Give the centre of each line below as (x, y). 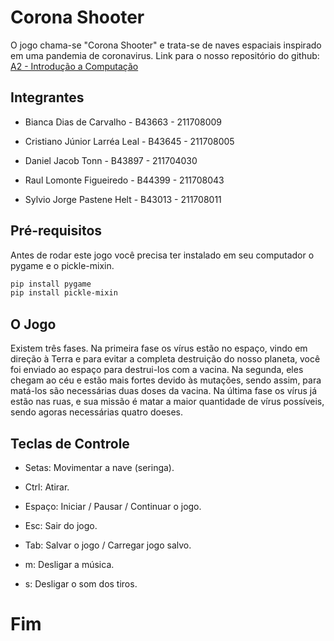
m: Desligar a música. (69, 564)
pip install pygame (51, 284)
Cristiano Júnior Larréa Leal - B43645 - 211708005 (129, 141)
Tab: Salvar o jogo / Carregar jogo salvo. (108, 545)
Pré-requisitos (56, 231)
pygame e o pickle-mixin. (62, 265)
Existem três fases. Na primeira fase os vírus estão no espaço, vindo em (159, 348)
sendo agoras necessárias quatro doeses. (97, 412)
